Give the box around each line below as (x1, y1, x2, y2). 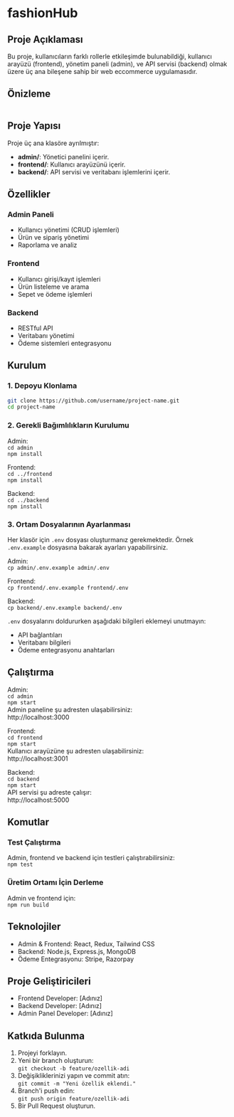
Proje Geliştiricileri (7, 975, 91, 987)
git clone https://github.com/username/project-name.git (7, 397, 180, 404)
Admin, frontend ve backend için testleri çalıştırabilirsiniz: (7, 854, 176, 862)
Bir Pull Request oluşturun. (17, 1101, 96, 1111)
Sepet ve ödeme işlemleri (17, 290, 92, 298)
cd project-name (7, 403, 55, 411)
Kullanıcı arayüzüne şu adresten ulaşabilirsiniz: (7, 746, 144, 755)
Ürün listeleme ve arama (17, 282, 90, 291)
